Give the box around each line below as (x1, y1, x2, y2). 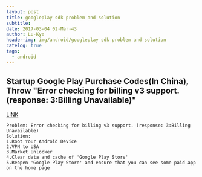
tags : (6, 48, 20, 54)
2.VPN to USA (6, 144, 39, 150)
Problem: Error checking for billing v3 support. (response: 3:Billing (6, 123, 191, 129)
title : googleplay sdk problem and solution (6, 14, 120, 21)
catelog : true (6, 43, 42, 49)
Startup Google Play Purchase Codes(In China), (6, 76, 189, 86)
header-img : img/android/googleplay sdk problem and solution (6, 37, 166, 43)
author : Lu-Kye (6, 31, 45, 37)
